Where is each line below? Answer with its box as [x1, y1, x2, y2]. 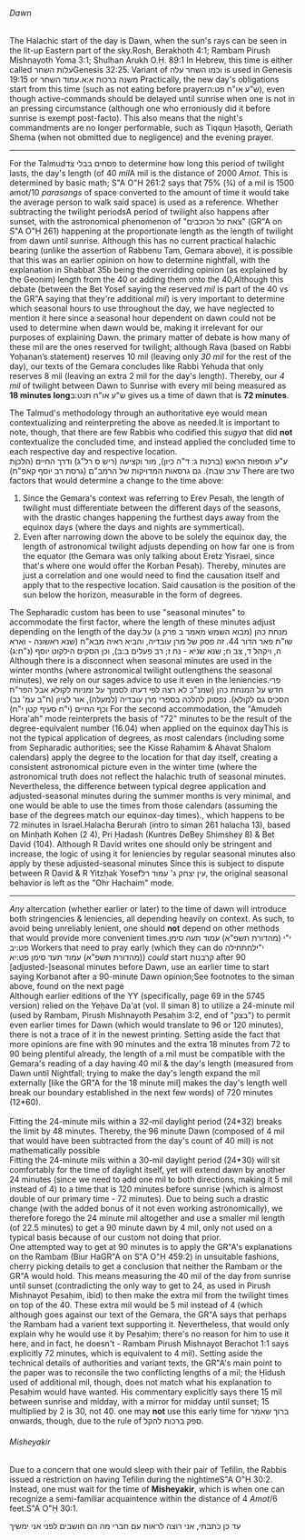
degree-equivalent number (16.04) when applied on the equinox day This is [9, 723, 289, 734]
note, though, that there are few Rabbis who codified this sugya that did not [9, 427, 293, 438]
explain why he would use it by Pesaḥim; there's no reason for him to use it [9, 1328, 290, 1340]
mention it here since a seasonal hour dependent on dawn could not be [9, 313, 277, 324]
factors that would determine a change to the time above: [9, 475, 224, 486]
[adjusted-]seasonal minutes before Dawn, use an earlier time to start [9, 962, 270, 973]
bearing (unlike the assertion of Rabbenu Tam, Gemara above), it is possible [9, 245, 293, 256]
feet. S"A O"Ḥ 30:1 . [9, 1503, 79, 1514]
